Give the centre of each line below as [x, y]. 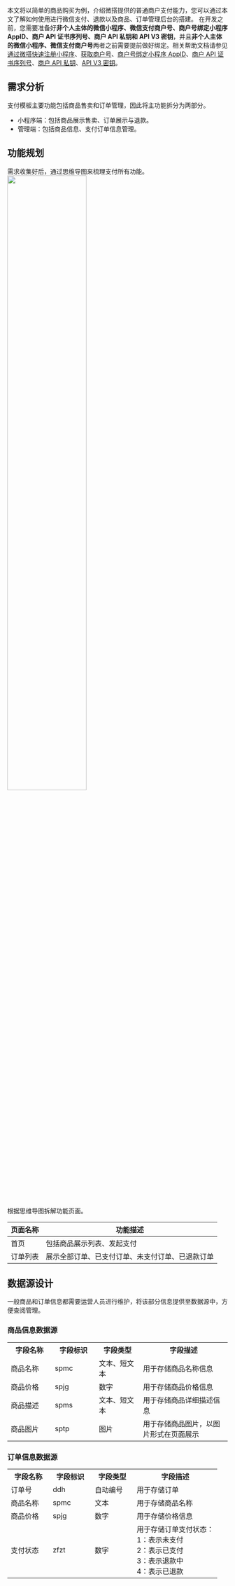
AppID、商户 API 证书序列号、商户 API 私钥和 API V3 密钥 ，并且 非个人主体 [115, 36]
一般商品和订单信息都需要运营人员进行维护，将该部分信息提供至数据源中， [114, 1302]
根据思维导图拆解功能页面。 [47, 1211]
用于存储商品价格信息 [178, 1387]
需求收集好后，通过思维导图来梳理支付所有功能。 [78, 171]
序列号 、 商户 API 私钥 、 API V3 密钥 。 [67, 63]
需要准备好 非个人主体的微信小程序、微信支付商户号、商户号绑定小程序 [127, 28]
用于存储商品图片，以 [178, 1423]
